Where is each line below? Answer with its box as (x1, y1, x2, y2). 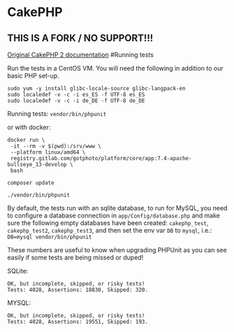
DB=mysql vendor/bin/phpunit (7, 233, 92, 240)
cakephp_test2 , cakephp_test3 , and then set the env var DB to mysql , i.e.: (7, 226, 212, 234)
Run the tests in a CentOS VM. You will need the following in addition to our (7, 64, 224, 72)
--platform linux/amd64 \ (10, 149, 86, 156)
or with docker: (7, 123, 51, 131)
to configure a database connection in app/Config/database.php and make (7, 211, 220, 219)
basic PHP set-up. (7, 71, 59, 80)
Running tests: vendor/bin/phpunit (7, 110, 107, 117)
